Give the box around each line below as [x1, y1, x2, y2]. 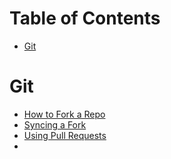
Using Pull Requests [23, 129, 107, 141]
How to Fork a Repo [23, 108, 106, 120]
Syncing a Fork [23, 118, 87, 131]
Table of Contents [9, 7, 161, 30]
